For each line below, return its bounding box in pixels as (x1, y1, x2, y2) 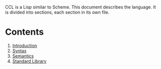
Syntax (12, 47, 27, 53)
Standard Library (12, 58, 47, 64)
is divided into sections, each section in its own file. (5, 9, 110, 15)
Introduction (12, 43, 37, 48)
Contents (5, 26, 44, 38)
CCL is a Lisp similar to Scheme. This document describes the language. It (5, 4, 156, 10)
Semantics (12, 53, 34, 59)
